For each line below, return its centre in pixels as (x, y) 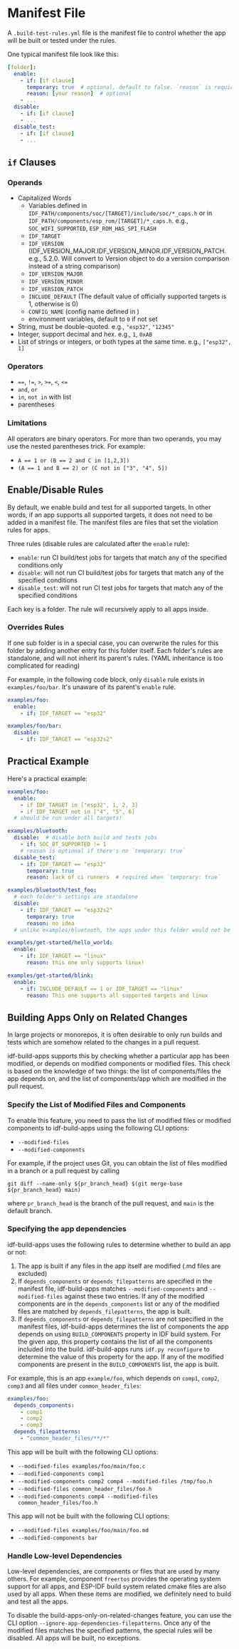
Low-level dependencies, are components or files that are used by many (113, 1571)
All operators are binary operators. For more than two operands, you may (115, 439)
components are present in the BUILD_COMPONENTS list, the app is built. (118, 1364)
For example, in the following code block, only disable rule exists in (106, 679)
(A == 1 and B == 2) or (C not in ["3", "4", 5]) (93, 468)
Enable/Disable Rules (55, 490)
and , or (27, 389)
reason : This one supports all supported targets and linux (117, 995)
